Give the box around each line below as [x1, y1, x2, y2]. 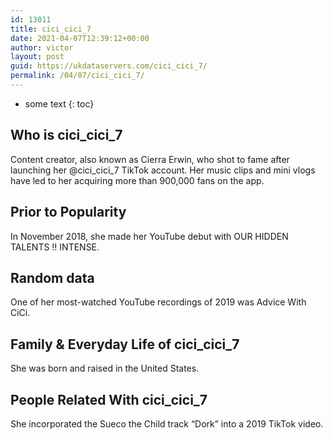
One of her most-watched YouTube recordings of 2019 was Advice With [10, 296, 307, 308]
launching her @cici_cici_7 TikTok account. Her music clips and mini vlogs [10, 164, 316, 176]
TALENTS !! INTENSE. [10, 241, 100, 253]
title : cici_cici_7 [10, 24, 92, 34]
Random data [10, 269, 95, 286]
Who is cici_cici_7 [10, 127, 123, 144]
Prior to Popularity [10, 204, 127, 221]
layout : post [10, 52, 65, 62]
